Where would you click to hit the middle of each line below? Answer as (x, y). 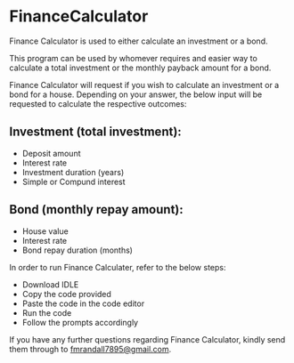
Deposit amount (51, 153)
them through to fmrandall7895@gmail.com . (90, 349)
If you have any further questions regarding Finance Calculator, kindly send (147, 339)
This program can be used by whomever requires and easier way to (134, 58)
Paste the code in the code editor (83, 303)
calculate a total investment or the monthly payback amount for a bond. (140, 68)
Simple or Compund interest (74, 181)
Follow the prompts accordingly (80, 322)
